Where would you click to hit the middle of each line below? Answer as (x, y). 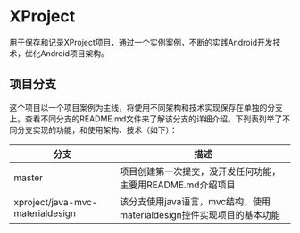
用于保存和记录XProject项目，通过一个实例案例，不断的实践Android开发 (141, 42)
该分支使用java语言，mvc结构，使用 (195, 201)
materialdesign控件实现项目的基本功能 (200, 214)
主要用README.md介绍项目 (177, 185)
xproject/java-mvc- (56, 202)
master (28, 178)
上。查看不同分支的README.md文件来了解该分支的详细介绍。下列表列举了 (146, 119)
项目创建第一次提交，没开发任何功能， (200, 171)
